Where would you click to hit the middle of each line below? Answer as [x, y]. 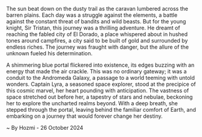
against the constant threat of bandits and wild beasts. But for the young [96, 21]
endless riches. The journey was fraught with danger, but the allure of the [97, 47]
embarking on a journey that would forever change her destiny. [84, 116]
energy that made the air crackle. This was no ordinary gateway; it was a [96, 71]
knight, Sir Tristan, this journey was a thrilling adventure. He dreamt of [93, 28]
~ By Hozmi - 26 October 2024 [45, 128]
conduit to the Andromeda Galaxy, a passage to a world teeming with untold [100, 78]
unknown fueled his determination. [49, 53]
